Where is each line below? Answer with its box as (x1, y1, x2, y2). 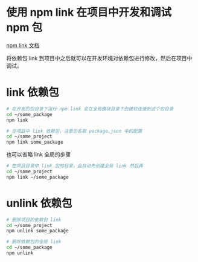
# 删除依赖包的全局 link (6, 239, 62, 245)
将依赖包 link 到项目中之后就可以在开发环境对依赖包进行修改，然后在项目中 (6, 54, 193, 62)
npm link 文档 (6, 42, 40, 49)
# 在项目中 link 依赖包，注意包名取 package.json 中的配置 (6, 128, 142, 134)
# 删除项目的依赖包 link (6, 217, 62, 223)
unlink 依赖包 (6, 196, 72, 210)
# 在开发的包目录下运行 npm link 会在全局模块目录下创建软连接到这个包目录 (6, 106, 174, 112)
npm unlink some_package (6, 228, 69, 234)
